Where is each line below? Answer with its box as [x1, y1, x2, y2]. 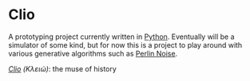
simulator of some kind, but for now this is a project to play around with [8, 40, 243, 49]
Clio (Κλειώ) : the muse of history [8, 64, 117, 73]
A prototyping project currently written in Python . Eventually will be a [8, 32, 235, 41]
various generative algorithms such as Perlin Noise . [8, 48, 178, 58]
